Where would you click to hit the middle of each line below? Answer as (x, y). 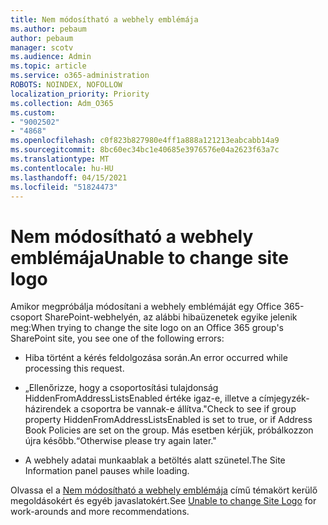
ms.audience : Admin (51, 57)
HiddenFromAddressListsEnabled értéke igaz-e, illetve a (140, 398)
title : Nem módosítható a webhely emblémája (104, 19)
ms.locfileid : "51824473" (64, 187)
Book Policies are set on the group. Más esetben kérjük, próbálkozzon (169, 430)
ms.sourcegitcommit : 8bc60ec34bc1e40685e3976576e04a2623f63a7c (145, 150)
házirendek (48, 409)
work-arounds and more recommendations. (100, 512)
